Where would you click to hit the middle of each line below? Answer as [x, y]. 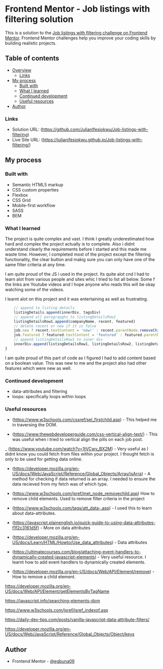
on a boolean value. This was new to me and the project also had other [76, 363]
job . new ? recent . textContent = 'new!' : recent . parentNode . [77, 331]
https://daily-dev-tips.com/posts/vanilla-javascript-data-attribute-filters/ [77, 620]
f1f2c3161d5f [25, 528]
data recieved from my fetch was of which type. [60, 484]
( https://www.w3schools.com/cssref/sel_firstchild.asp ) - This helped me [84, 420]
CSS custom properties [35, 190]
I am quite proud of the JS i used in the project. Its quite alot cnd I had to [77, 274]
